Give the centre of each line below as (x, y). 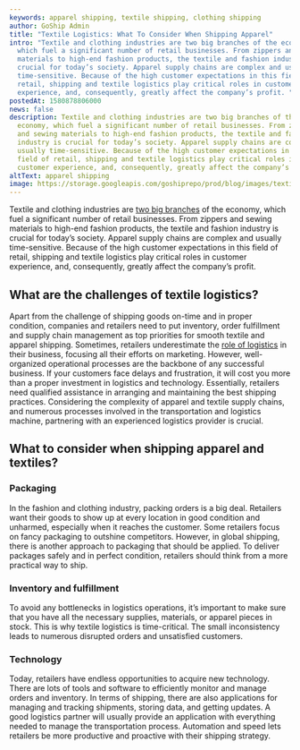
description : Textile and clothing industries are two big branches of (145, 117)
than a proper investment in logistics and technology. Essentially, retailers (144, 382)
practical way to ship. (49, 565)
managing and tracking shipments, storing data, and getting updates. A (140, 707)
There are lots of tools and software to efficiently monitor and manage (138, 688)
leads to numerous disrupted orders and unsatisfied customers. (126, 635)
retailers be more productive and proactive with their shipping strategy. (140, 736)
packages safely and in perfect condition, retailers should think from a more (149, 555)
